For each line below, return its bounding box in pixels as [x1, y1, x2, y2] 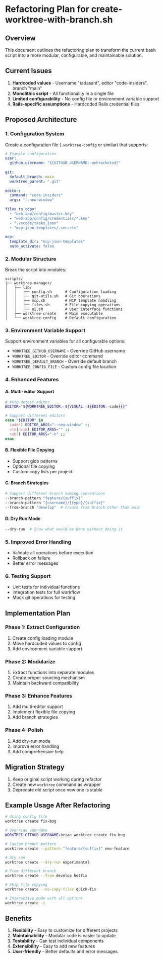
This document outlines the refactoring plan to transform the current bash [5, 47, 156, 53]
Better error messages [12, 560, 58, 566]
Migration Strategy [5, 763, 65, 772]
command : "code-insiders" [9, 193, 63, 198]
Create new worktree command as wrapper [12, 782, 101, 787]
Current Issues [5, 67, 52, 75]
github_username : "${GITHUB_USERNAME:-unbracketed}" [9, 161, 121, 166]
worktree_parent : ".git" [9, 179, 61, 184]
